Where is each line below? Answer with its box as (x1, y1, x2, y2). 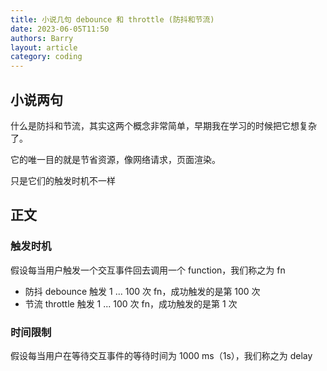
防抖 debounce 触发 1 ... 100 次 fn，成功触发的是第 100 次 (24, 285, 261, 297)
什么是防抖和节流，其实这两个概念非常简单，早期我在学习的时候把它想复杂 (10, 119, 317, 131)
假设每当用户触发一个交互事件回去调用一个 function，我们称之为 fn (10, 264, 286, 276)
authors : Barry (10, 33, 74, 43)
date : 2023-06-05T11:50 (10, 24, 110, 34)
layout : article (10, 42, 78, 53)
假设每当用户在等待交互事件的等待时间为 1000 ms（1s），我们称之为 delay (10, 349, 313, 361)
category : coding (10, 52, 83, 62)
